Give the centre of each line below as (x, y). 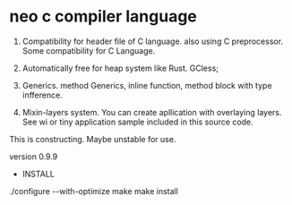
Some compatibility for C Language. (89, 50)
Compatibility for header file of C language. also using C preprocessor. (153, 41)
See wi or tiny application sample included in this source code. (137, 122)
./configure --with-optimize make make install (94, 191)
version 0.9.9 (34, 156)
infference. (42, 95)
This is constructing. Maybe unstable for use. (93, 139)
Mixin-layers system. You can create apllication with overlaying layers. (152, 112)
